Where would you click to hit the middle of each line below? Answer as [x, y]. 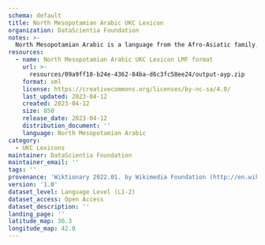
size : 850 [39, 111]
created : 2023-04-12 [56, 104]
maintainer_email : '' [44, 163]
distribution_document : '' [67, 126]
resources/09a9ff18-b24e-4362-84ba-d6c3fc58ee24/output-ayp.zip [137, 74]
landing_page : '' [37, 214]
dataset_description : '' [49, 206]
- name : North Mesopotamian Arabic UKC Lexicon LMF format [114, 60]
